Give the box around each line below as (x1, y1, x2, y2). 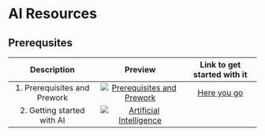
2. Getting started (19, 105, 85, 116)
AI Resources (8, 5, 97, 23)
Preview (125, 64, 156, 75)
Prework (36, 92, 69, 103)
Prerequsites (8, 36, 73, 50)
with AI (39, 115, 65, 126)
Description (30, 64, 75, 75)
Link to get (200, 60, 241, 70)
